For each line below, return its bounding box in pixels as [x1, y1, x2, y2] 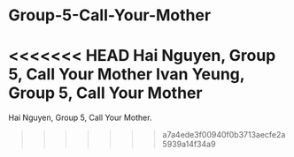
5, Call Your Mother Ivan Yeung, [8, 64, 245, 85]
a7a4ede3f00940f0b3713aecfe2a [162, 130, 286, 140]
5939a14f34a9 [162, 138, 216, 150]
